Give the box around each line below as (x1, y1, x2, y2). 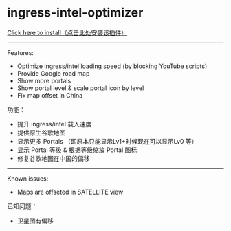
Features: (7, 48, 34, 56)
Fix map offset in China (16, 91, 83, 99)
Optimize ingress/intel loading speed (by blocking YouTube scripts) (16, 62, 208, 70)
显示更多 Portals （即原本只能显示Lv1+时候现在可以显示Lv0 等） (16, 137, 198, 145)
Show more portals (16, 76, 71, 85)
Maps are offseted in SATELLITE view (16, 188, 124, 196)
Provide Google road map (16, 69, 90, 77)
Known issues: (7, 174, 49, 183)
